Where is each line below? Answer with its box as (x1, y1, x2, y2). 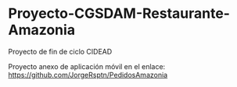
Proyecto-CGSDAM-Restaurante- (8, 5, 231, 23)
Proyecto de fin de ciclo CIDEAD (8, 47, 113, 56)
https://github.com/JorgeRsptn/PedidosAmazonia (8, 70, 168, 79)
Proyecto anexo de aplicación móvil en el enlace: (8, 61, 166, 71)
